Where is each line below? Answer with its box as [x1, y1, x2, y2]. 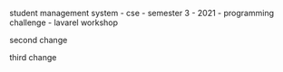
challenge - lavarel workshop [9, 17, 119, 28]
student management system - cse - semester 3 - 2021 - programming [9, 8, 275, 18]
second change [9, 35, 68, 45]
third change [9, 52, 57, 62]
